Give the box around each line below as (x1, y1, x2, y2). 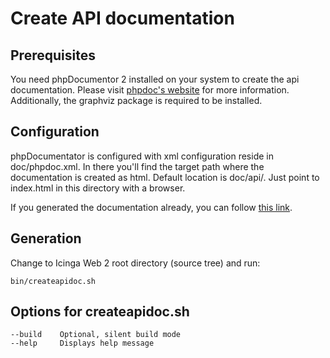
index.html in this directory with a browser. (10, 182, 186, 194)
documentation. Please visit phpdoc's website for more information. (10, 84, 290, 96)
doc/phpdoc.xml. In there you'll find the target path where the (10, 160, 265, 172)
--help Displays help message (10, 338, 155, 349)
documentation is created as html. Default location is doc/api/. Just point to (10, 171, 320, 183)
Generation (10, 230, 82, 247)
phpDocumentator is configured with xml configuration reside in (10, 150, 274, 162)
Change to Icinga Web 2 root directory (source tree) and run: (10, 257, 261, 269)
